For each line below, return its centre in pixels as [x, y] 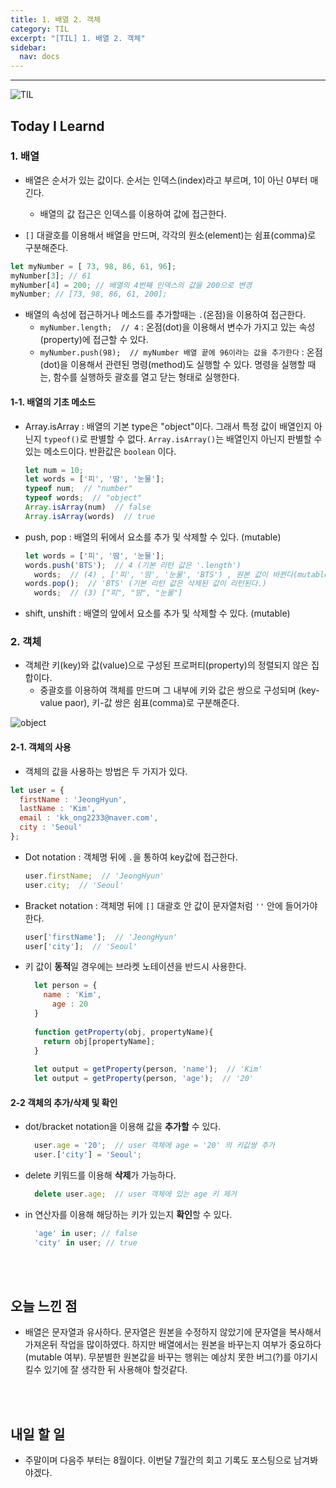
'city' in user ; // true [86, 1242]
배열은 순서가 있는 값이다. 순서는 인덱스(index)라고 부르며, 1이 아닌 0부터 [166, 180]
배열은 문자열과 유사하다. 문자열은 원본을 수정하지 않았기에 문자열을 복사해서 [173, 1332]
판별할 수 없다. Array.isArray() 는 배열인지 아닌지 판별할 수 [206, 438]
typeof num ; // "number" [78, 489]
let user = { [37, 790]
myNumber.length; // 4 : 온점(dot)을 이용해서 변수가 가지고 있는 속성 [177, 327]
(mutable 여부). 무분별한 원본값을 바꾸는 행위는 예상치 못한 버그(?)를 [158, 1357]
